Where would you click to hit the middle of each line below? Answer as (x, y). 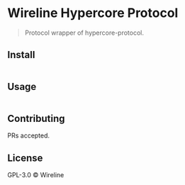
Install (21, 55)
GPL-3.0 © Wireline (36, 175)
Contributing (36, 118)
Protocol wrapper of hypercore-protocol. (84, 33)
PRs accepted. (29, 135)
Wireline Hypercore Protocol (93, 13)
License (25, 158)
